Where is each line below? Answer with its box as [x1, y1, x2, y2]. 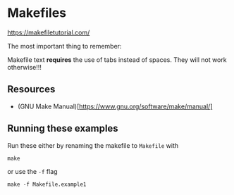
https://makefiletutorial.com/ [7, 28, 90, 37]
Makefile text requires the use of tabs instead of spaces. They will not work [7, 55, 227, 64]
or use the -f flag [7, 167, 58, 175]
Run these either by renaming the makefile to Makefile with [7, 141, 179, 149]
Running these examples [7, 122, 118, 134]
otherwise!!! [7, 63, 42, 71]
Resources [7, 83, 56, 96]
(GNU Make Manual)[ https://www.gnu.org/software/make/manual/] [17, 102, 213, 111]
